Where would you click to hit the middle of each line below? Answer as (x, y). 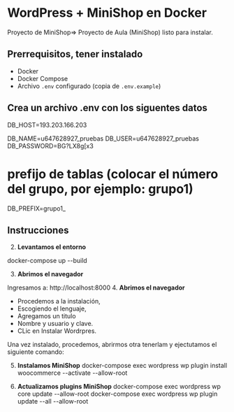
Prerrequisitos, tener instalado (75, 54)
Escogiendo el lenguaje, (52, 308)
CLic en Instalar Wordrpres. (57, 331)
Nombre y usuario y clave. (55, 324)
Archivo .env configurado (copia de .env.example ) (89, 86)
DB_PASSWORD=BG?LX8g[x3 (51, 145)
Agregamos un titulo (46, 316)
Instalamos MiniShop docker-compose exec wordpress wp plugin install (122, 366)
